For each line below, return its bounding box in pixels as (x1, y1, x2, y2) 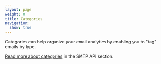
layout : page (5, 7, 32, 12)
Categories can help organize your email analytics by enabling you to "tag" (5, 39, 157, 44)
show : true (9, 25, 32, 30)
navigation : (5, 21, 29, 26)
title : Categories (5, 16, 43, 21)
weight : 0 (5, 12, 26, 17)
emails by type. (5, 44, 36, 50)
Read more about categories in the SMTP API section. (5, 53, 114, 59)
